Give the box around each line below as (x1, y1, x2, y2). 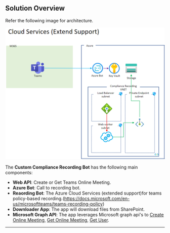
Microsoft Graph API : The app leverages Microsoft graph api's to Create (12, 212, 164, 218)
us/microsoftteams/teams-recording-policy (12, 201, 103, 207)
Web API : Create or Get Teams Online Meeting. (12, 179, 111, 185)
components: (5, 170, 33, 176)
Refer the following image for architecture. (5, 17, 94, 23)
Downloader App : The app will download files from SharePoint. (12, 206, 145, 212)
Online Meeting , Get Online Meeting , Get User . (12, 217, 110, 223)
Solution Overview (5, 4, 65, 13)
